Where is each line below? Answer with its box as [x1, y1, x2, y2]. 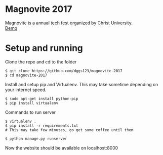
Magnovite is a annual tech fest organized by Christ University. [5, 20, 133, 26]
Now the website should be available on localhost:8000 [5, 145, 118, 151]
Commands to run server [5, 109, 56, 115]
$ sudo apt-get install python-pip [5, 96, 79, 101]
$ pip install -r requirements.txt [5, 123, 79, 128]
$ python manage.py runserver [5, 136, 68, 141]
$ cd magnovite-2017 [5, 73, 48, 78]
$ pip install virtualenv [5, 101, 58, 105]
